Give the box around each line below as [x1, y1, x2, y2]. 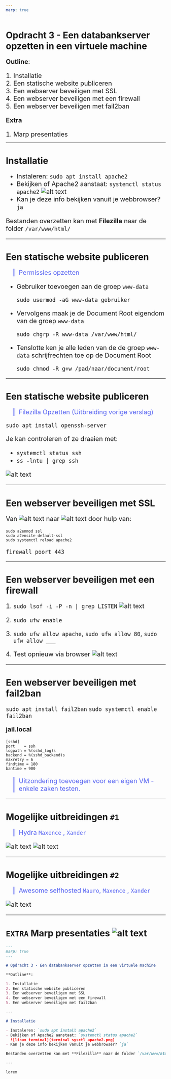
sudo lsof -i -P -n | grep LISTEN [13, 602, 118, 610]
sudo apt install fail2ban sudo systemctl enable [6, 705, 157, 713]
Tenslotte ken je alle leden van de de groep [16, 344, 145, 352]
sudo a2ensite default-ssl [6, 533, 63, 538]
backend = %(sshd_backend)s [6, 752, 65, 757]
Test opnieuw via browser [13, 650, 91, 658]
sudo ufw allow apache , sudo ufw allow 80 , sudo [13, 629, 157, 638]
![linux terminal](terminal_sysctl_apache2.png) [10, 1037, 115, 1042]
